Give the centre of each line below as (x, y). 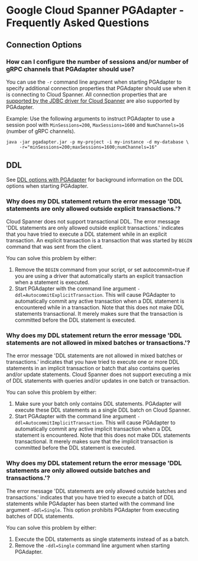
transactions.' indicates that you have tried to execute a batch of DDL (90, 497)
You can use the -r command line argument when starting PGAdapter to (94, 82)
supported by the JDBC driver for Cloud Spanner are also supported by (93, 101)
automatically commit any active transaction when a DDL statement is (99, 301)
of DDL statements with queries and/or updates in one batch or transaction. (98, 381)
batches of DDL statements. (40, 516)
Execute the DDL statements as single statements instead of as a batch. (102, 539)
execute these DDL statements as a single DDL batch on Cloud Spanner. (103, 410)
